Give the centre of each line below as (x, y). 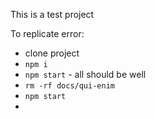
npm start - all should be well (85, 74)
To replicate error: (47, 33)
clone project (52, 53)
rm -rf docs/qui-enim (69, 86)
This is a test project (52, 14)
